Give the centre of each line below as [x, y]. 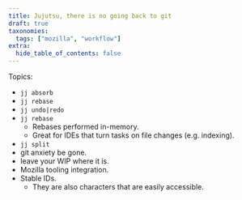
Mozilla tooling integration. [64, 170]
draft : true [28, 23]
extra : [19, 46]
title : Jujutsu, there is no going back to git [90, 16]
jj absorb [37, 93]
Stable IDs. [38, 178]
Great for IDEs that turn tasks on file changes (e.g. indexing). [133, 135]
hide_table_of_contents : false [68, 53]
